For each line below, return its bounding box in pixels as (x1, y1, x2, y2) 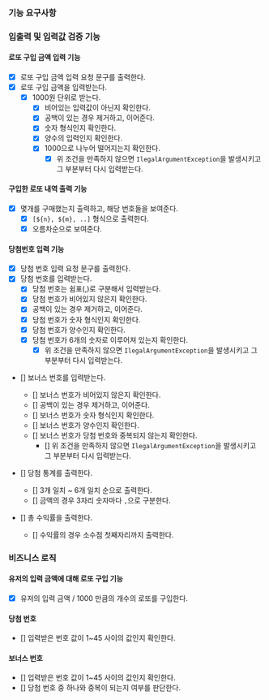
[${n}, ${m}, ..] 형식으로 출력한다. (32, 214, 150, 223)
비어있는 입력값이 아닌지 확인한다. (44, 103, 152, 113)
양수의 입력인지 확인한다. (44, 133, 123, 143)
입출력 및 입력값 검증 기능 (8, 31, 101, 42)
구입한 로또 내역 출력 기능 (8, 184, 88, 194)
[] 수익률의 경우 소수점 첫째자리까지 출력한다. (32, 529, 174, 539)
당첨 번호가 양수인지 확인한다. (32, 325, 126, 335)
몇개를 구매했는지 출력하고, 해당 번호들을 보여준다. (19, 203, 178, 213)
